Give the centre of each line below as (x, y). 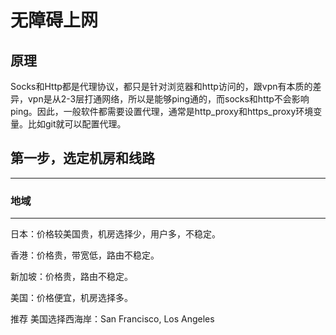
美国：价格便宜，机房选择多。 (71, 298)
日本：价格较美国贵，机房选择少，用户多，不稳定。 (115, 234)
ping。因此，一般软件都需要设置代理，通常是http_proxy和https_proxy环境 (162, 111)
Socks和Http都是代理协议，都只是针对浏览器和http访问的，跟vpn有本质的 (161, 86)
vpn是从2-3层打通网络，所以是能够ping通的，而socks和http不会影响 (168, 99)
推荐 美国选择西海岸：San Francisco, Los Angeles (112, 319)
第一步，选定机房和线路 (82, 158)
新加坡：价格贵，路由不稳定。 (71, 277)
